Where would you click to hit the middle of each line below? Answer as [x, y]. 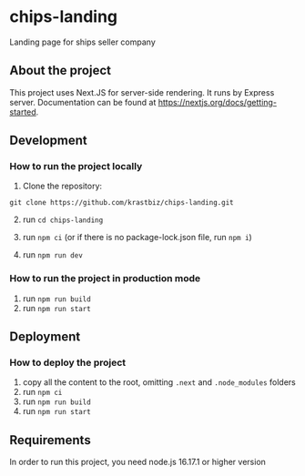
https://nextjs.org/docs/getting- [218, 102]
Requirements [50, 440]
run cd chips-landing [63, 219]
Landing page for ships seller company [83, 42]
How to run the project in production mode [105, 279]
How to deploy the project [68, 363]
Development [49, 141]
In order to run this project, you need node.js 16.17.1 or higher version [138, 462]
